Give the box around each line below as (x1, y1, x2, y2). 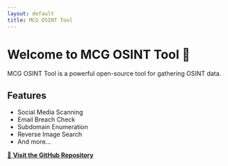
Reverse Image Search (17, 130, 83, 139)
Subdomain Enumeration (17, 123, 88, 131)
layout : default (7, 10, 54, 17)
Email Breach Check (17, 115, 75, 124)
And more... (17, 138, 51, 146)
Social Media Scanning (17, 108, 83, 117)
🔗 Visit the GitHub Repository (7, 151, 94, 160)
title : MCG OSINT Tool (7, 17, 73, 24)
